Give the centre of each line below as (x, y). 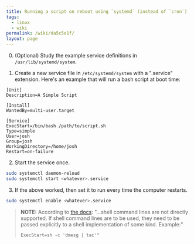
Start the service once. (42, 162)
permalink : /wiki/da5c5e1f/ (40, 33)
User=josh (18, 136)
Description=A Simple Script (42, 95)
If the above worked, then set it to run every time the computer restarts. (101, 190)
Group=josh (19, 141)
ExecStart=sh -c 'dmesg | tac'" (60, 235)
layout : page (22, 39)
